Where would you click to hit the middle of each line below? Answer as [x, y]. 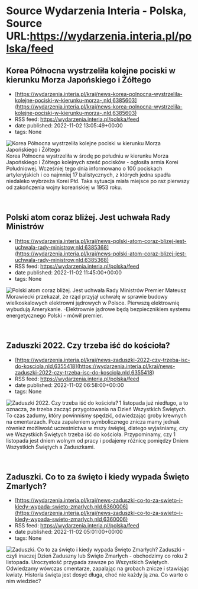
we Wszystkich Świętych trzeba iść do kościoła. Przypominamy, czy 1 [91, 434]
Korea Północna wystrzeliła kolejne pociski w [91, 70]
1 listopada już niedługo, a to [154, 403]
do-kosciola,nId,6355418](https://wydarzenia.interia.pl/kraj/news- [95, 366]
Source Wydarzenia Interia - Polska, [96, 11]
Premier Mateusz [165, 290]
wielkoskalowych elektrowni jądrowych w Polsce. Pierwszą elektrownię [93, 303]
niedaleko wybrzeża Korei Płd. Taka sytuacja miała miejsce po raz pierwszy [98, 181]
